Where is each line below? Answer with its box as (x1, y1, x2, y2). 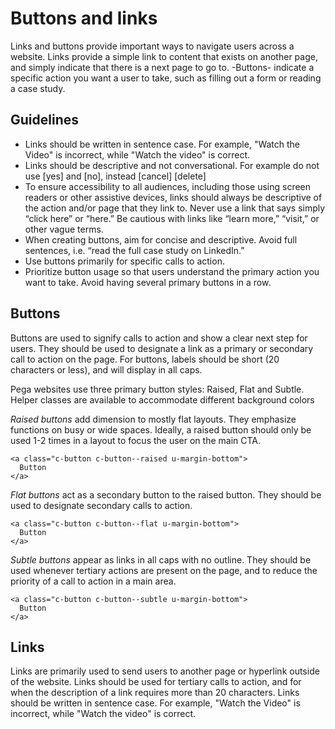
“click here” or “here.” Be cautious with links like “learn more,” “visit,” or (24, 212, 320, 224)
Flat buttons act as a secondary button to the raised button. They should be (10, 488, 322, 501)
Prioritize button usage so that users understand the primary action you (24, 265, 320, 277)
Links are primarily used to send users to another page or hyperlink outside (10, 665, 320, 677)
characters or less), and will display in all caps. (10, 363, 203, 376)
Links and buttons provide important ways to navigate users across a (10, 40, 295, 52)
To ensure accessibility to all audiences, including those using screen (24, 180, 312, 192)
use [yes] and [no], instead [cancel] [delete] (24, 170, 207, 182)
